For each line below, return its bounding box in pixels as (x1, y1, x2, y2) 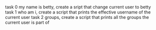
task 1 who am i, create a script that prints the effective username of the (5, 9, 151, 15)
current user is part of (5, 19, 50, 25)
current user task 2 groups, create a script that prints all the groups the (5, 15, 149, 20)
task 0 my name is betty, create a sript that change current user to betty (5, 4, 151, 10)
